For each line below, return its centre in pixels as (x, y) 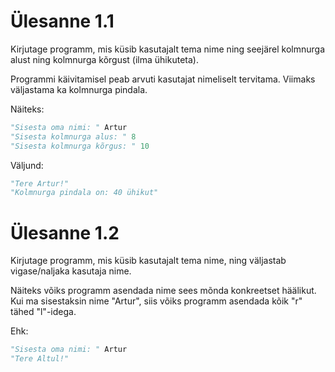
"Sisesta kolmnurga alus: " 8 (73, 136)
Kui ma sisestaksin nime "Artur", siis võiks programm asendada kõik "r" (156, 301)
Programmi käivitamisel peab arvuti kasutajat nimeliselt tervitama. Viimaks (163, 79)
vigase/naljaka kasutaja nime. (71, 271)
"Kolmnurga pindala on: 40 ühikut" (84, 193)
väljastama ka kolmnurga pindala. (79, 89)
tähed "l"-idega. (43, 312)
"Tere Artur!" (40, 183)
